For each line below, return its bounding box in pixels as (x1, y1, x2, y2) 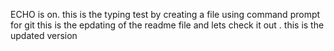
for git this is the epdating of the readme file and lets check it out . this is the (10, 19, 325, 31)
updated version (10, 30, 78, 41)
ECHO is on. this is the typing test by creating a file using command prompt (10, 9, 321, 20)
